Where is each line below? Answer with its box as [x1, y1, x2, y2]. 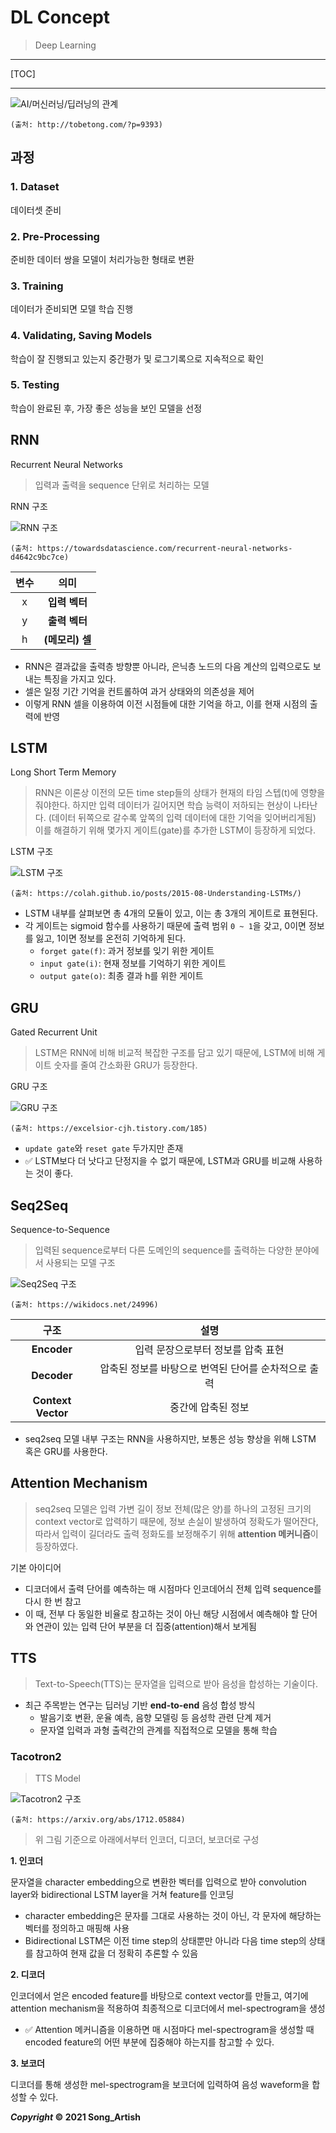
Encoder [31, 1342, 73, 1356]
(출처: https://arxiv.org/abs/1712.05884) [10, 1814, 186, 1825]
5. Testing [10, 378, 60, 392]
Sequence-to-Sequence [10, 1224, 110, 1236]
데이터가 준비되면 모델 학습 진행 [10, 303, 134, 315]
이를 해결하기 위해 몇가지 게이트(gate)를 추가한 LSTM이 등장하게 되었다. [34, 824, 316, 836]
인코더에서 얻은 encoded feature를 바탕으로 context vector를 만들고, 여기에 [10, 1989, 309, 2001]
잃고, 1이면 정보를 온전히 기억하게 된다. [35, 932, 187, 945]
